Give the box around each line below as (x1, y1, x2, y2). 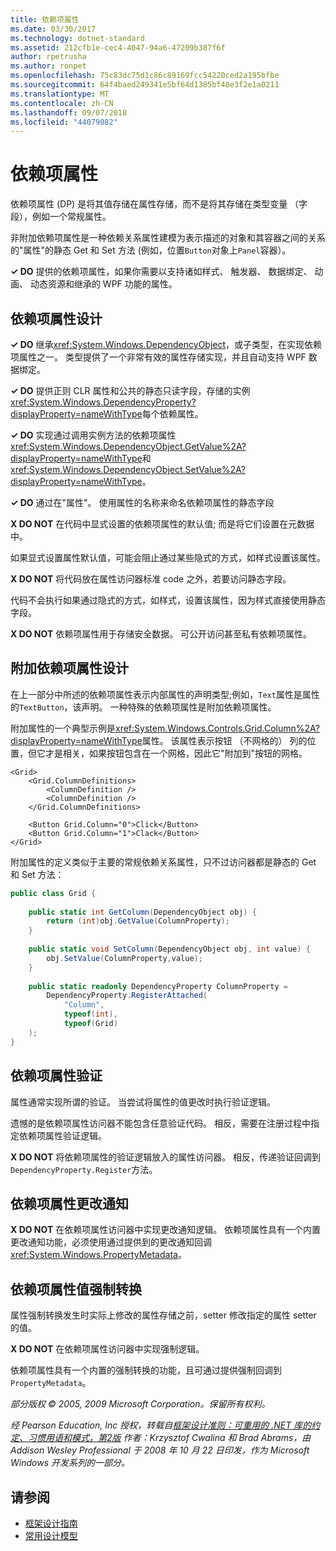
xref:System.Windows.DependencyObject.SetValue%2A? (10, 464, 247, 475)
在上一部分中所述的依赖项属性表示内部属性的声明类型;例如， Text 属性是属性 (10, 688, 320, 700)
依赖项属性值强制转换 (10, 1281, 142, 1298)
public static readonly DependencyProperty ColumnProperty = (28, 981, 288, 991)
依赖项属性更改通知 (10, 1195, 129, 1212)
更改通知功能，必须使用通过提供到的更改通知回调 (10, 1236, 212, 1248)
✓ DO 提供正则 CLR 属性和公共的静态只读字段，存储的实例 (10, 385, 251, 396)
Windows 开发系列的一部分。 (10, 1457, 130, 1469)
